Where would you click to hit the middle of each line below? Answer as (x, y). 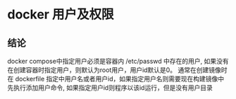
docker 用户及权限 (61, 14)
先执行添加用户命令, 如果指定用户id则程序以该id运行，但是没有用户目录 (110, 88)
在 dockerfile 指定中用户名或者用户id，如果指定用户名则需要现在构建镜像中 (116, 79)
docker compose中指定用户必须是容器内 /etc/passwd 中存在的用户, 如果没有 (118, 61)
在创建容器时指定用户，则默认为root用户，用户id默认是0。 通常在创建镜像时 (117, 70)
